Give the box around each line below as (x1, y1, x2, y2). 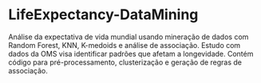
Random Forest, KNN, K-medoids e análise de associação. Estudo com (8, 40, 241, 49)
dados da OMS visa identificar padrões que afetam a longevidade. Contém (8, 49, 254, 58)
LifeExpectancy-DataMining (8, 6, 199, 24)
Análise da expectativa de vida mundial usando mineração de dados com (8, 32, 249, 41)
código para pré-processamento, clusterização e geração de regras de (8, 57, 242, 67)
